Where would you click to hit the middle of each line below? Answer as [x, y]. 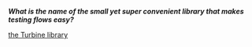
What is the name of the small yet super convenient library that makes [126, 11]
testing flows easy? [41, 20]
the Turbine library [38, 35]
